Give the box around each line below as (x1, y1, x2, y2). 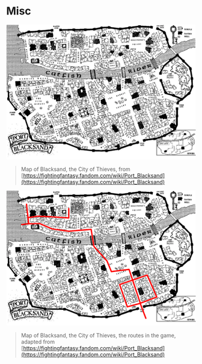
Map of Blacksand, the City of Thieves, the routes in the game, (20, 332, 176, 339)
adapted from (20, 338, 55, 345)
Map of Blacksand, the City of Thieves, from (20, 165, 130, 173)
